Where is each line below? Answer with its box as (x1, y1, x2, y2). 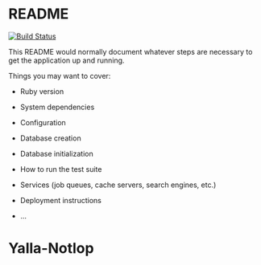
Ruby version (19, 86, 64, 96)
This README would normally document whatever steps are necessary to (8, 47, 253, 56)
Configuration (19, 117, 66, 127)
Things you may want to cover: (8, 71, 111, 80)
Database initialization (19, 149, 94, 158)
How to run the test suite (19, 164, 102, 173)
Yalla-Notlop (8, 239, 94, 258)
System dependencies (19, 102, 95, 112)
